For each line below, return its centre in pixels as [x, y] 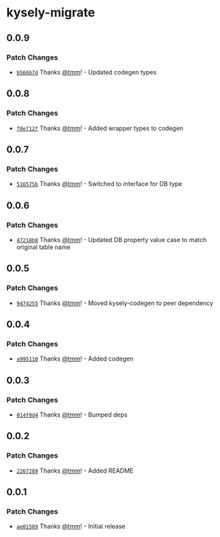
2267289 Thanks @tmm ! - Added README [75, 471]
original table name [43, 247]
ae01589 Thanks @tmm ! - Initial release [71, 526]
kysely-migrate [51, 13]
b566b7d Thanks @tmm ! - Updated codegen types [86, 72]
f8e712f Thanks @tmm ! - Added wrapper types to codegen [100, 128]
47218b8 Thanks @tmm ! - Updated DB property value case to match [111, 239]
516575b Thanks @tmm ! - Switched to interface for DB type [99, 184]
